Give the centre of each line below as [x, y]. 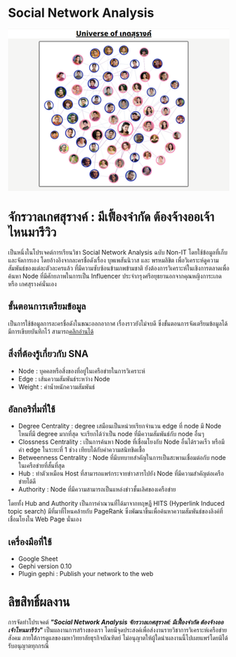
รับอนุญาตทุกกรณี [28, 646]
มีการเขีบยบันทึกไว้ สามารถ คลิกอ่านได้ [51, 331]
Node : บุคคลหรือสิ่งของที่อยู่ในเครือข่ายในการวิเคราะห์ [82, 371]
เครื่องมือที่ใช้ [30, 542]
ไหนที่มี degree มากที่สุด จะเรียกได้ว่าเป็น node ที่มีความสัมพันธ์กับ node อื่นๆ [111, 434]
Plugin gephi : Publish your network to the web [86, 574]
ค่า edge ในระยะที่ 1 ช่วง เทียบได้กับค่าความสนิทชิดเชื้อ [81, 450]
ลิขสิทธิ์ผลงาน [39, 602]
